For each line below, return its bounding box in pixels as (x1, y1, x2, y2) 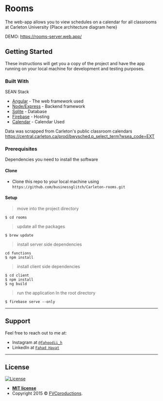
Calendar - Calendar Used (12, 119, 65, 125)
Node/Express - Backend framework (12, 103, 86, 109)
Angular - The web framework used (12, 98, 84, 104)
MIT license (12, 385, 36, 391)
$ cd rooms (5, 215, 27, 220)
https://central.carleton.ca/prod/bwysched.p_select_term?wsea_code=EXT (5, 134, 155, 139)
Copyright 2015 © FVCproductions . (12, 390, 83, 396)
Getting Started (5, 48, 53, 56)
